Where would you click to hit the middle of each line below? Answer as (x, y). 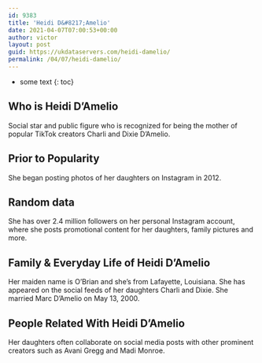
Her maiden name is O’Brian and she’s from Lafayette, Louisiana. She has (127, 282)
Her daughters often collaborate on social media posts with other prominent (131, 342)
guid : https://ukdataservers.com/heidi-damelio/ (89, 52)
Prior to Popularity (54, 159)
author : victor (33, 37)
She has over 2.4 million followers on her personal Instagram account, (122, 221)
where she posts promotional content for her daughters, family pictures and (131, 230)
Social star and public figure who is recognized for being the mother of (123, 125)
